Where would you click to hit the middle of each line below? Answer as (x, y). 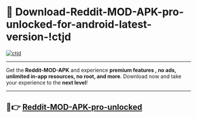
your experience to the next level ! (47, 82)
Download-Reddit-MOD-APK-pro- (100, 12)
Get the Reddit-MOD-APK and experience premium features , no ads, (91, 70)
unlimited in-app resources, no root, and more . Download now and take (94, 76)
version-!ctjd (39, 37)
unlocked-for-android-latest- (79, 24)
